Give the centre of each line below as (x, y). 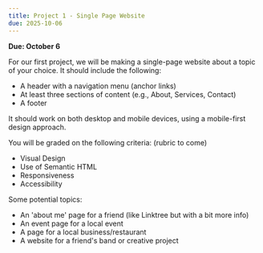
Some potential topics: (45, 199)
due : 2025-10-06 (35, 23)
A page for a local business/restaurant (83, 232)
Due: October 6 (34, 46)
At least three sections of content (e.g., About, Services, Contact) (128, 94)
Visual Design (42, 158)
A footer (33, 103)
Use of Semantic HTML (59, 166)
